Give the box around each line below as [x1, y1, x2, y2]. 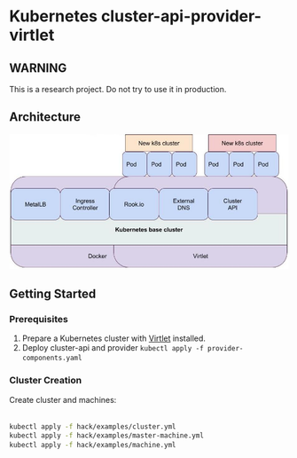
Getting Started [9, 287, 97, 302]
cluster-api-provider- [100, 6, 262, 27]
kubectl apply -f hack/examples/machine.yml [9, 441, 176, 450]
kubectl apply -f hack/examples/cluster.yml [9, 422, 176, 431]
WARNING [9, 60, 67, 75]
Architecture [9, 109, 82, 125]
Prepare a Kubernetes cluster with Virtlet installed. [21, 333, 207, 343]
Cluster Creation [9, 375, 82, 387]
